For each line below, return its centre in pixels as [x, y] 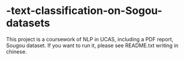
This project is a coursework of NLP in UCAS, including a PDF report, [90, 39]
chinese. [17, 51]
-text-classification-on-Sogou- [84, 11]
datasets [28, 23]
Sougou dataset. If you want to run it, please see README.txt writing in [92, 45]
